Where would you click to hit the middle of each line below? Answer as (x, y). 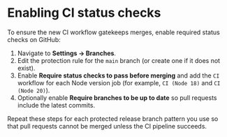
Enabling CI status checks (84, 13)
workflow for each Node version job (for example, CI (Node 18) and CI (119, 82)
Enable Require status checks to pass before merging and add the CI (118, 75)
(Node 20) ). (34, 90)
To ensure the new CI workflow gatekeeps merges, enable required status (113, 32)
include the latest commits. (56, 105)
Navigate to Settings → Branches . (67, 53)
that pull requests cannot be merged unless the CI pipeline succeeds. (107, 126)
